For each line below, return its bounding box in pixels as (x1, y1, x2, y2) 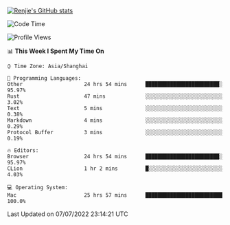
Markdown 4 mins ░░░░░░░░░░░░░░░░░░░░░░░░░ (7, 117, 223, 124)
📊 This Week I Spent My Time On (7, 47, 104, 55)
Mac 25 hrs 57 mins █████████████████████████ (7, 192, 223, 199)
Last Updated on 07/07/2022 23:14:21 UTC (7, 210, 128, 218)
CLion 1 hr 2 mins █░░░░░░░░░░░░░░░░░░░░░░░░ (7, 165, 223, 172)
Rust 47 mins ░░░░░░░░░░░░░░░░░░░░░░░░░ (7, 93, 223, 100)
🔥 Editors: (7, 147, 39, 154)
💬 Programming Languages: (7, 75, 81, 82)
